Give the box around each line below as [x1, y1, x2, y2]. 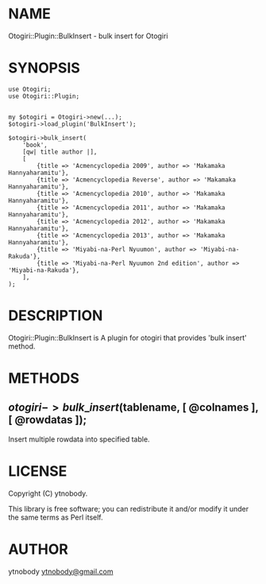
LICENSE [8, 462, 67, 480]
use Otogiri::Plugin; [8, 92, 80, 100]
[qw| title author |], [22, 148, 98, 156]
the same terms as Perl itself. [8, 512, 103, 522]
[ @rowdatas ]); [8, 413, 87, 426]
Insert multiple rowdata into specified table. [8, 434, 150, 444]
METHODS [8, 369, 79, 387]
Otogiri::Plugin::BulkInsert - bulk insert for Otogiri [8, 31, 168, 41]
